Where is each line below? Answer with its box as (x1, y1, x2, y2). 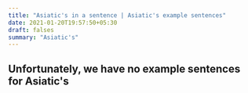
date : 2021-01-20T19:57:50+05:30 (8, 19, 118, 27)
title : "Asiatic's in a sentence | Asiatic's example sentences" (8, 11, 226, 20)
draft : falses (8, 26, 55, 34)
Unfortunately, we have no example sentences (8, 62, 241, 75)
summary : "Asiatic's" (8, 33, 79, 41)
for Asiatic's (8, 74, 69, 88)
